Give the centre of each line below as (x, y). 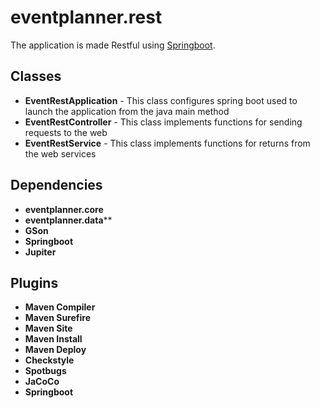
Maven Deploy (55, 350)
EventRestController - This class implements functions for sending (163, 122)
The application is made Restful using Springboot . (113, 45)
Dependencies (56, 185)
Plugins (34, 282)
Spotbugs (45, 371)
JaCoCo (42, 382)
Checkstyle (49, 360)
